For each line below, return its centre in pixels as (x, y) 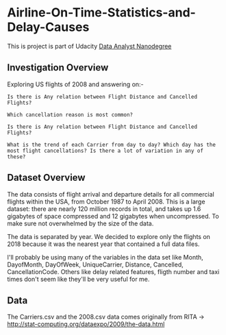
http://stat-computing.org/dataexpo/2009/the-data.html (86, 324)
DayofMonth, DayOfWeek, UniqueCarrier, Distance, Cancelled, (95, 264)
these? (16, 157)
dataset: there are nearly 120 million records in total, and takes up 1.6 (104, 209)
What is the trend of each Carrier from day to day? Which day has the (111, 145)
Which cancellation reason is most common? (70, 114)
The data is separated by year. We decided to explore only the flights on (109, 236)
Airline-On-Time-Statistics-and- (102, 13)
